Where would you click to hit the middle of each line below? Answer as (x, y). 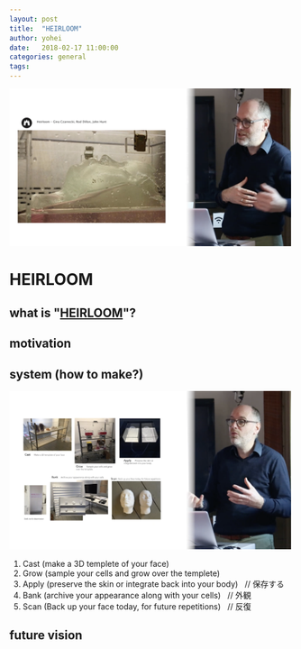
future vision (46, 635)
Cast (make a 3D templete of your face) (96, 563)
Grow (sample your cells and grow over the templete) (121, 573)
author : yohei (36, 38)
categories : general (48, 57)
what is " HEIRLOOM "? (73, 312)
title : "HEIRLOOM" (46, 28)
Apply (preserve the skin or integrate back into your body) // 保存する (153, 584)
